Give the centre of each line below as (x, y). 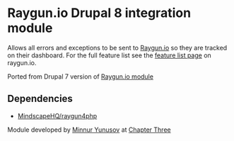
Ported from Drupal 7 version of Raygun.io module (81, 77)
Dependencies (40, 99)
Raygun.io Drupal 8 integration (99, 13)
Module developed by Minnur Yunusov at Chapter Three (89, 130)
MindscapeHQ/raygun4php (57, 115)
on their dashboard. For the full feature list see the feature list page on (110, 55)
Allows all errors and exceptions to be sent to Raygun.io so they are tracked (117, 47)
